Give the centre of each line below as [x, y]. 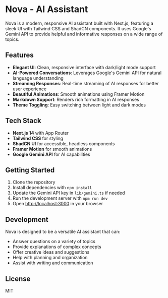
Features [19, 55]
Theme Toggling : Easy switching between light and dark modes [79, 105]
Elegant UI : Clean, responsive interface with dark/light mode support [84, 67]
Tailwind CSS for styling [38, 138]
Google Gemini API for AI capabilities [51, 154]
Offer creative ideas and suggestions [51, 252]
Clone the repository [34, 182]
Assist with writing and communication [53, 263]
